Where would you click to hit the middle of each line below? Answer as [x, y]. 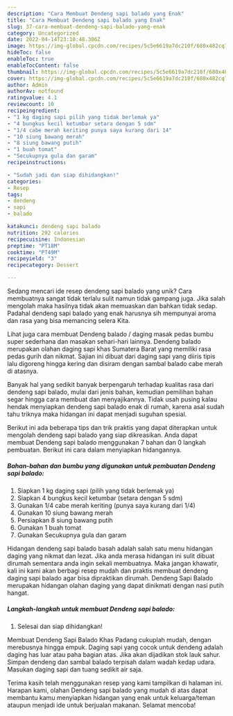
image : [17, 46]
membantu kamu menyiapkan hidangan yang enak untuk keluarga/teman [111, 697]
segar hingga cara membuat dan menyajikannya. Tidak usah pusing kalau [112, 399]
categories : [24, 182]
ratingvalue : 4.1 [32, 98]
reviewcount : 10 [31, 104]
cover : [17, 78]
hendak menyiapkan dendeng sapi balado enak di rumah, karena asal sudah [116, 407]
